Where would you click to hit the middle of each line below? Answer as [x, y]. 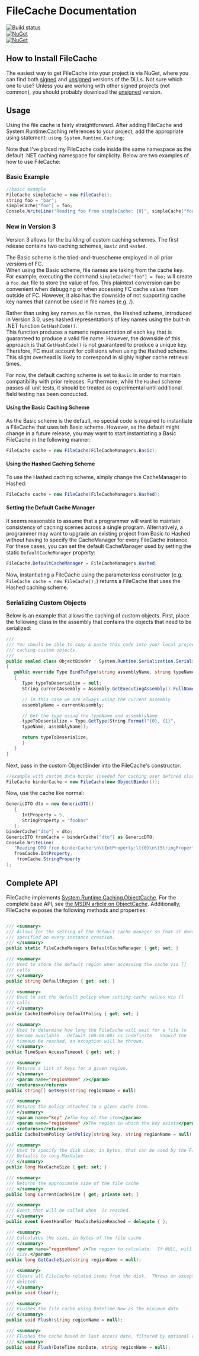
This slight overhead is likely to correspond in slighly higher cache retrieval [97, 357]
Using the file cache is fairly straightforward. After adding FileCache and [94, 125]
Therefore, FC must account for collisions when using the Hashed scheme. [97, 351]
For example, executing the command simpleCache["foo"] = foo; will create [99, 276]
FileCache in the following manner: [49, 439]
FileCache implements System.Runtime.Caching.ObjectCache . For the [91, 897]
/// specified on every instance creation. [61, 937]
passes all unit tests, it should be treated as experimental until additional [94, 388]
